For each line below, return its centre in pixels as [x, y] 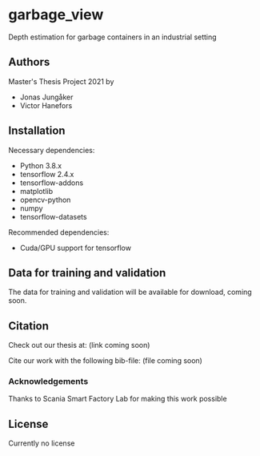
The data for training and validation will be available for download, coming [130, 292]
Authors [29, 62]
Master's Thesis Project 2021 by [61, 81]
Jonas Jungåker [46, 97]
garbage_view [56, 15]
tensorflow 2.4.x [47, 174]
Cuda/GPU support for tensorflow [76, 248]
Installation [37, 131]
